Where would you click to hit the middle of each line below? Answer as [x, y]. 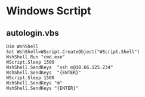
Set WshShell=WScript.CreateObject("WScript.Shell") [73, 52]
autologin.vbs [33, 33]
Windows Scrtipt [49, 11]
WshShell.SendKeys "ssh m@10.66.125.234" [60, 67]
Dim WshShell [22, 46]
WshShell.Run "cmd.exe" [36, 57]
